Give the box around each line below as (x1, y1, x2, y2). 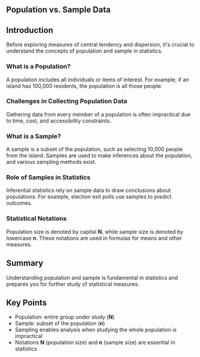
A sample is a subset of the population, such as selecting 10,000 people (6, 146, 183, 153)
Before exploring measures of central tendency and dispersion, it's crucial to (6, 41, 195, 48)
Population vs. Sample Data (6, 5, 111, 15)
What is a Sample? (6, 132, 61, 140)
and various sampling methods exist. (6, 158, 97, 166)
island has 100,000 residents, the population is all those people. (6, 82, 163, 89)
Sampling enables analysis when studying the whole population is (14, 326, 177, 334)
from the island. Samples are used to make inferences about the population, (6, 152, 193, 159)
